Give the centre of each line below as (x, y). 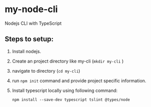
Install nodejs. (27, 51)
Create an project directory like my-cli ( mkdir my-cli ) (68, 61)
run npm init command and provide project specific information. (79, 81)
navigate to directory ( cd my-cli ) (46, 71)
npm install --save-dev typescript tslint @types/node (71, 99)
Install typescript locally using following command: (65, 90)
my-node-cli (31, 9)
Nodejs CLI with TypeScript (33, 23)
